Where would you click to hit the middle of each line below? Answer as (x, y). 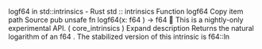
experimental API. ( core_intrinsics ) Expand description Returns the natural (131, 28)
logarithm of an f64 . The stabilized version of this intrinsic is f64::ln (119, 36)
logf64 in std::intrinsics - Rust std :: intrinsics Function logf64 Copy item (126, 11)
